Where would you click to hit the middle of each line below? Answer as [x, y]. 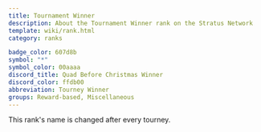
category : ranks [35, 38]
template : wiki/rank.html [51, 30]
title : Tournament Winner [51, 16]
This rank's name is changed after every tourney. [90, 120]
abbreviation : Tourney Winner [59, 90]
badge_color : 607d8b [43, 53]
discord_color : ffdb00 [46, 82]
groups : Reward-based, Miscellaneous [71, 97]
